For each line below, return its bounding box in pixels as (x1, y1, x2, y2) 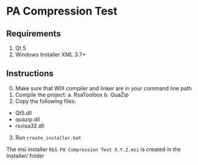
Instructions (6, 69, 54, 79)
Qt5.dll (15, 109, 32, 116)
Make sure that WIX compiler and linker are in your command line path (15, 84, 192, 92)
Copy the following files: (15, 97, 76, 104)
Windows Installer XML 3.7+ (15, 51, 87, 58)
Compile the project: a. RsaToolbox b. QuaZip (15, 91, 129, 98)
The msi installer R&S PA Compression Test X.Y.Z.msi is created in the (6, 146, 181, 153)
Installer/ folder (6, 152, 44, 159)
